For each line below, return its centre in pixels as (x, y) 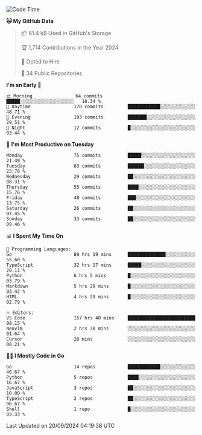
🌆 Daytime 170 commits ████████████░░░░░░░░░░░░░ (101, 106)
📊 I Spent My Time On (35, 236)
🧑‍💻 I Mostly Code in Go (35, 356)
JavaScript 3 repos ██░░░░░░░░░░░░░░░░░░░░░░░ (101, 388)
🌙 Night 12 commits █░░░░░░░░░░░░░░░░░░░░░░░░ (101, 128)
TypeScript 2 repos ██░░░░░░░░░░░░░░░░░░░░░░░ (101, 399)
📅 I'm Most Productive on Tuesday (50, 144)
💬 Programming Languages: (39, 249)
